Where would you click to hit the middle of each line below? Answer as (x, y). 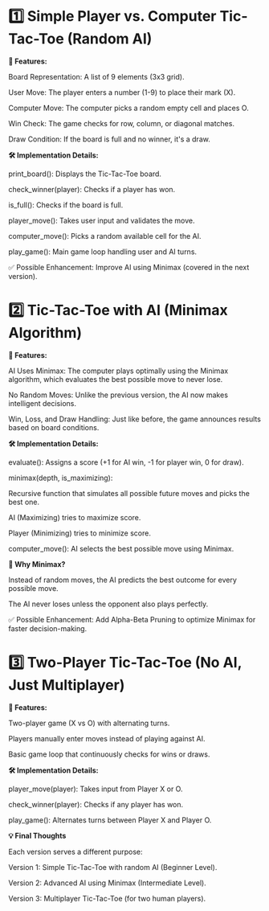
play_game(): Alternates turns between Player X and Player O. (110, 820)
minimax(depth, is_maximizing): (61, 478)
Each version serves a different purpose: (75, 851)
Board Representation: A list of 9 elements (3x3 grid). (96, 76)
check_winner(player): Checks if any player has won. (96, 804)
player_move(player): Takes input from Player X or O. (96, 789)
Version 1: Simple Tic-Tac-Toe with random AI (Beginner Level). (113, 867)
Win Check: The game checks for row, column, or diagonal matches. (122, 123)
